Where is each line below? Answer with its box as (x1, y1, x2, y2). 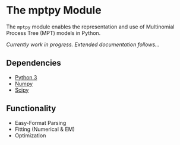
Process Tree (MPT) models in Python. (6, 29, 101, 36)
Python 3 (14, 73, 37, 80)
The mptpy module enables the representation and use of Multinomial (6, 23, 175, 30)
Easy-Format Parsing (14, 119, 67, 126)
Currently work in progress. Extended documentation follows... (6, 41, 160, 48)
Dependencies (6, 58, 61, 68)
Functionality (6, 104, 56, 114)
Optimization (14, 131, 46, 139)
